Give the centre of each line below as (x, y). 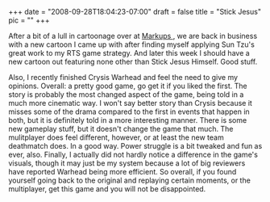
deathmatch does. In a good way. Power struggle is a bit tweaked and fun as (135, 146)
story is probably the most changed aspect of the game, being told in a (126, 95)
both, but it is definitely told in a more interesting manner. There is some (128, 120)
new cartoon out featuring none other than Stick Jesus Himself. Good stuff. (133, 61)
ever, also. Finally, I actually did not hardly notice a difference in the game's (133, 154)
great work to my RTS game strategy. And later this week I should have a (129, 53)
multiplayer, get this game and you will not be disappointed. (107, 189)
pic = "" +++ (29, 20)
